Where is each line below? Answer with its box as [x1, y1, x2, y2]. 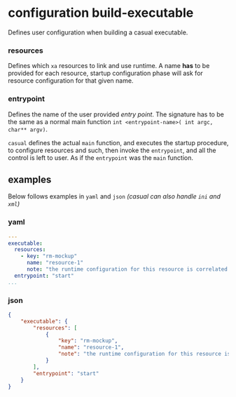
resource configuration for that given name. [8, 76, 134, 85]
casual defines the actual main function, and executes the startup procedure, [8, 138, 229, 147]
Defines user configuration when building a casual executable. [8, 28, 188, 36]
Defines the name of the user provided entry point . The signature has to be [8, 110, 225, 119]
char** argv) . [8, 125, 48, 133]
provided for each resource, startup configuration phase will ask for [8, 69, 204, 78]
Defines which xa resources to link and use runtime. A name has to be [8, 62, 210, 70]
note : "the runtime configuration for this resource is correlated [26, 266, 228, 273]
